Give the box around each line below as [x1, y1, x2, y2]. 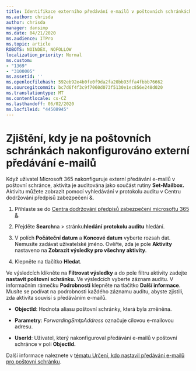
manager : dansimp [6, 25, 48, 31]
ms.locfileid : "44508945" [6, 106, 69, 112]
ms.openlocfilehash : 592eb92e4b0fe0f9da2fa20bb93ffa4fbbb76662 [6, 79, 163, 85]
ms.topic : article [6, 41, 51, 47]
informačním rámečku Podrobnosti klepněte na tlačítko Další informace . [6, 282, 181, 289]
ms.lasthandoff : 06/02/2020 [6, 100, 75, 107]
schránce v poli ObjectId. [14, 341, 76, 348]
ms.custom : [6, 57, 33, 63]
